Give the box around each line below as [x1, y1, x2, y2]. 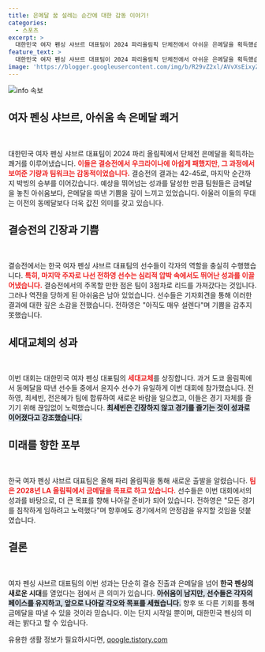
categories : [8, 19, 47, 27]
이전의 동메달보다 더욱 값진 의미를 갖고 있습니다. [16, 198, 164, 208]
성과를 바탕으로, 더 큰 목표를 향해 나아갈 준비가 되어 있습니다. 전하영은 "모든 [8, 496, 241, 505]
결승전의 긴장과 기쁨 [8, 223, 99, 237]
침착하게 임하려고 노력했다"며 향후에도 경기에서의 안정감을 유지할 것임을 [16, 506, 237, 515]
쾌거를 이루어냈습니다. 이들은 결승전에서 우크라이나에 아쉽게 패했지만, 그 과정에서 [8, 159, 255, 168]
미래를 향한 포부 [8, 438, 80, 452]
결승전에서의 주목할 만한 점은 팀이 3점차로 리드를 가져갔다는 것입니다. [44, 281, 257, 290]
